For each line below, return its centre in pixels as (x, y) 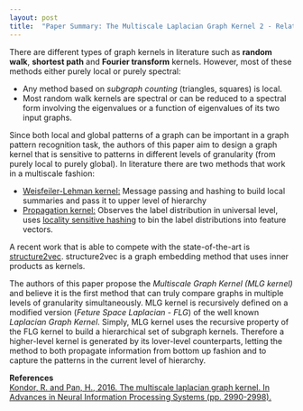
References (32, 378)
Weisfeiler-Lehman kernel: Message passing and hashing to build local (154, 191)
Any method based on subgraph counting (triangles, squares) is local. (152, 89)
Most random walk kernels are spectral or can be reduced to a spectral (154, 98)
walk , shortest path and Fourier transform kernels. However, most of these (151, 61)
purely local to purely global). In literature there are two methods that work (147, 163)
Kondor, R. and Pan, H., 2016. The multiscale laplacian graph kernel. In (140, 387)
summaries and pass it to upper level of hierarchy (115, 201)
